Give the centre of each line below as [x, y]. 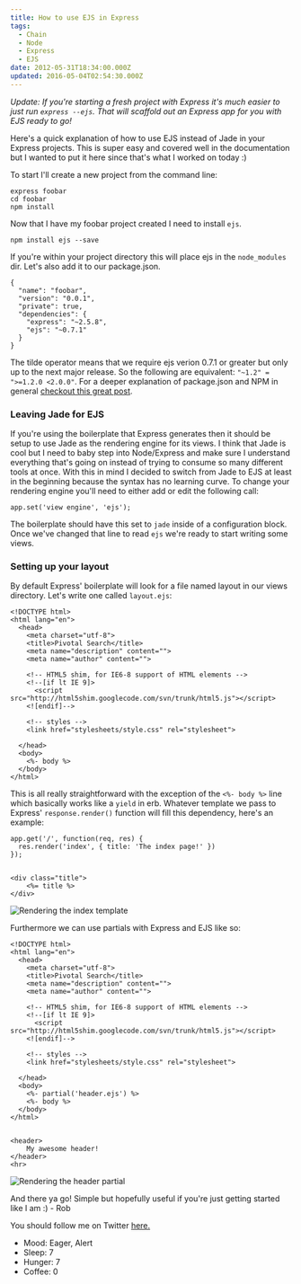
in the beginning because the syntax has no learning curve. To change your [150, 482]
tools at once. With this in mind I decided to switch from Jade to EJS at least [151, 472]
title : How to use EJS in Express [75, 18]
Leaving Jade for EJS [57, 414]
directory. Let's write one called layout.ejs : [91, 596]
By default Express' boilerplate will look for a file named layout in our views [149, 586]
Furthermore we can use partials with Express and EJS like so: [125, 928]
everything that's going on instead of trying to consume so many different [147, 463]
